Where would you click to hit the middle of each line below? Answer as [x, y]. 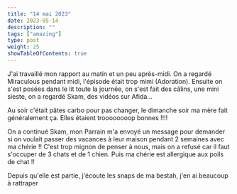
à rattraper [23, 183]
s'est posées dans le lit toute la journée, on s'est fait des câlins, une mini [113, 89]
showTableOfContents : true [47, 54]
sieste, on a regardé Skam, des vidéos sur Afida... [80, 96]
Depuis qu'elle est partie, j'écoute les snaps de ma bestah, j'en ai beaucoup [118, 176]
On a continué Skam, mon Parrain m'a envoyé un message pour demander [116, 131]
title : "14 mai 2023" [39, 14]
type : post [23, 41]
